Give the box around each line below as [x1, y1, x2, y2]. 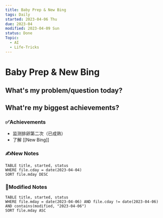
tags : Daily [5, 12, 30, 17]
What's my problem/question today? [5, 86, 123, 95]
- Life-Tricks [10, 45, 39, 50]
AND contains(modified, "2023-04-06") [5, 204, 87, 209]
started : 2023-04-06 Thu [5, 17, 57, 22]
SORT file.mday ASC [5, 208, 46, 213]
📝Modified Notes [5, 184, 48, 191]
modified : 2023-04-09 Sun [5, 26, 59, 31]
